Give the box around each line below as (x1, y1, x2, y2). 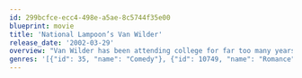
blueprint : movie (9, 22, 75, 30)
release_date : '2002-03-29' (9, 38, 115, 48)
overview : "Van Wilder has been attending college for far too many (9, 47, 271, 56)
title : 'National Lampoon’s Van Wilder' (9, 30, 164, 39)
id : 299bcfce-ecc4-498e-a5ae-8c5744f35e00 (9, 13, 171, 22)
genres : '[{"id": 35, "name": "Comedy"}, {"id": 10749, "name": (9, 55, 255, 64)
